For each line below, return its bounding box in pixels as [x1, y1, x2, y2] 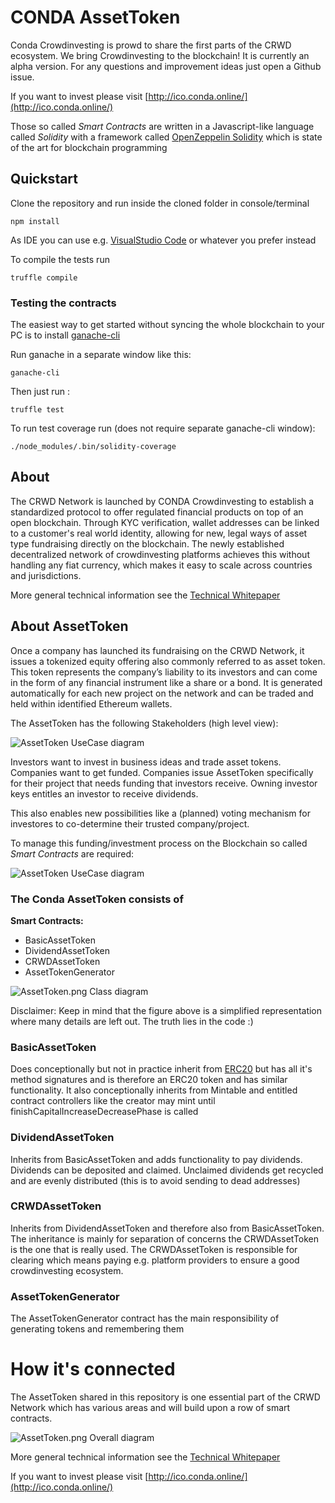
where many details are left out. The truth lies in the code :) [10, 1015, 254, 1027]
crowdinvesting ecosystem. [10, 1264, 124, 1276]
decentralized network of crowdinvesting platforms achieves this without [10, 548, 310, 560]
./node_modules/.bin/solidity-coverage [10, 442, 177, 452]
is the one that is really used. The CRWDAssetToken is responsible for [10, 1243, 298, 1255]
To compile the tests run [10, 253, 110, 265]
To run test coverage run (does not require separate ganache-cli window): [10, 422, 316, 435]
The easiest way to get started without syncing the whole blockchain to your [10, 319, 325, 331]
